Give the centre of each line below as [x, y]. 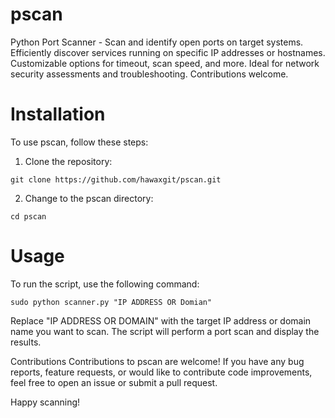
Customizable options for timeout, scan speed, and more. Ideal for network [165, 63]
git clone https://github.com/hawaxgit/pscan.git [116, 179]
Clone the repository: [68, 161]
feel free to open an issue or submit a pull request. [114, 382]
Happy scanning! [45, 402]
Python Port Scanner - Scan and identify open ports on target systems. [157, 42]
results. [26, 342]
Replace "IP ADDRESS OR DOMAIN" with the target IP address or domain [161, 320]
